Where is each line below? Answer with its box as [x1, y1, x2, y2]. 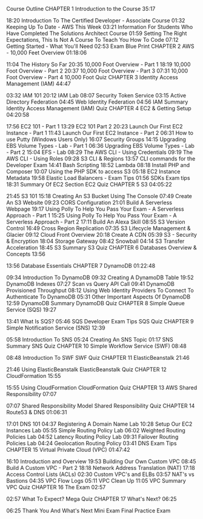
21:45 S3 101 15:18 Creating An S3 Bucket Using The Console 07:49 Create [6, 193, 193, 199]
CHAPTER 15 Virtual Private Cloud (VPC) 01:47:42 [6, 446, 130, 453]
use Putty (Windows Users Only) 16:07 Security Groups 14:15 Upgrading [6, 136, 187, 143]
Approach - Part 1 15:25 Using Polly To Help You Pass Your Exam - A [6, 212, 177, 219]
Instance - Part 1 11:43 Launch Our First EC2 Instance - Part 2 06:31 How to [6, 130, 194, 136]
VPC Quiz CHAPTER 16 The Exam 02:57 [6, 484, 106, 491]
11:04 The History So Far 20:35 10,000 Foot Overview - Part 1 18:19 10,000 [6, 61, 191, 68]
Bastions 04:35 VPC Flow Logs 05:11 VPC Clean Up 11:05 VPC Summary [6, 477, 186, 484]
